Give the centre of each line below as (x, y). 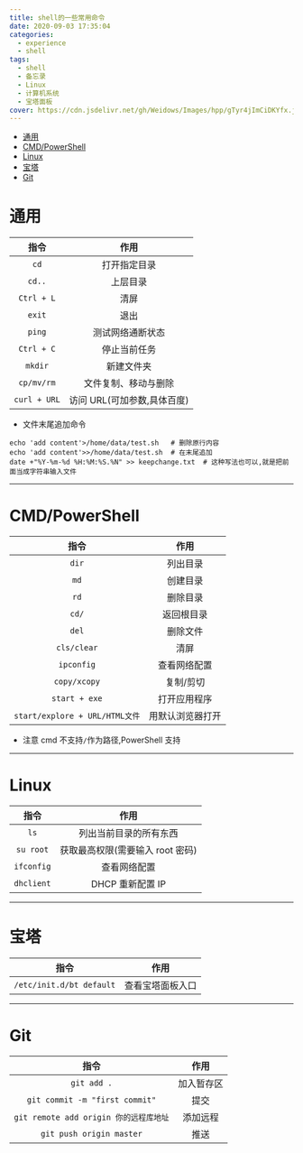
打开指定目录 (129, 265)
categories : (32, 34)
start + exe (77, 699)
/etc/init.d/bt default (65, 985)
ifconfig (32, 867)
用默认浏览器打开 (185, 716)
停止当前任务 (129, 350)
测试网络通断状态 (129, 333)
